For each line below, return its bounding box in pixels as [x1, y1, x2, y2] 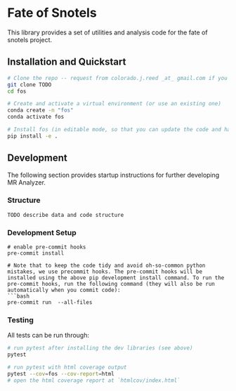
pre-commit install [7, 250, 65, 257]
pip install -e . [7, 132, 58, 140]
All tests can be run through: [7, 331, 90, 340]
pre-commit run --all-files [7, 299, 93, 306]
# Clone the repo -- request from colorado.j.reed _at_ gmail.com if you [7, 74, 228, 81]
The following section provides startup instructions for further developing [7, 171, 220, 179]
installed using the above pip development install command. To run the [7, 274, 225, 281]
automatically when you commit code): [7, 286, 121, 294]
